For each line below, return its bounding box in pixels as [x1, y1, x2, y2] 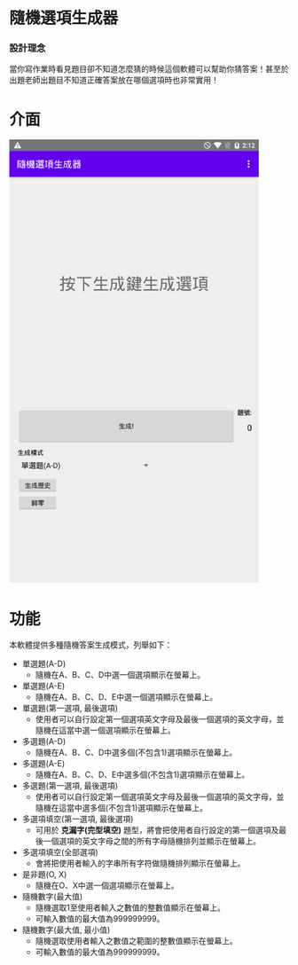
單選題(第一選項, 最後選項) [21, 702, 118, 714]
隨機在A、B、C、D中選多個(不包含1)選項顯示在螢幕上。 [35, 747, 238, 758]
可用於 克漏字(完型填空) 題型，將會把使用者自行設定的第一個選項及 [35, 825, 279, 836]
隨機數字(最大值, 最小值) [21, 924, 111, 936]
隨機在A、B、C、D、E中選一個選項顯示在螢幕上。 [35, 692, 218, 702]
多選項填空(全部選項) [21, 847, 99, 858]
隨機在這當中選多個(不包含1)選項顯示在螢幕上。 [35, 803, 208, 813]
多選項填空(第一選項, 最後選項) [21, 813, 134, 825]
